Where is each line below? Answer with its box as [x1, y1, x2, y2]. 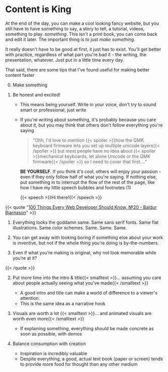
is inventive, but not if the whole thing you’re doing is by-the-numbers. [12, 240, 159, 246]
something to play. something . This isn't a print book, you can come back [5, 31, 158, 37]
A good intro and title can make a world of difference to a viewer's [20, 290, 158, 296]
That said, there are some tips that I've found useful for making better [5, 67, 150, 73]
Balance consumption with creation [12, 340, 86, 347]
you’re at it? [12, 255, 37, 261]
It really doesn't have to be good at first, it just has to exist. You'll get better [5, 46, 161, 52]
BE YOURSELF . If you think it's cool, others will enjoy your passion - [20, 168, 161, 174]
